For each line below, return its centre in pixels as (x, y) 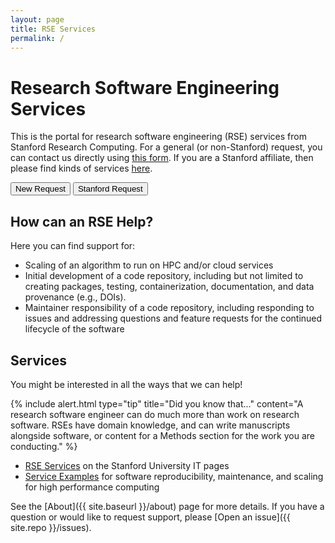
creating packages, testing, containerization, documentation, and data (169, 287)
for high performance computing (92, 487)
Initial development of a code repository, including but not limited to (164, 276)
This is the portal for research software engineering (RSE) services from (158, 137)
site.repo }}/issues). (51, 527)
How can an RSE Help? (82, 221)
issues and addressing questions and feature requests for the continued (173, 318)
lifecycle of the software (74, 329)
